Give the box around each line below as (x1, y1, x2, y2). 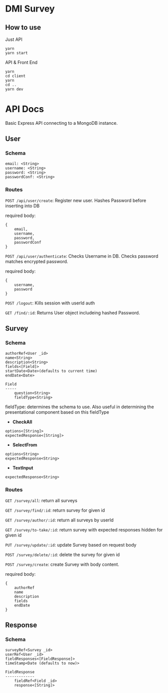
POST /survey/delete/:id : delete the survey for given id (5, 552, 120, 558)
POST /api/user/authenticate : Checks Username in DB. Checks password (5, 253, 158, 259)
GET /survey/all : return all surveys (5, 497, 78, 503)
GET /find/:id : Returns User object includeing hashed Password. (5, 310, 140, 316)
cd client (5, 73, 26, 79)
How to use (5, 23, 41, 32)
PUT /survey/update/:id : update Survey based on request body (5, 542, 137, 548)
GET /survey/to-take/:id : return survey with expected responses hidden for (5, 526, 163, 532)
